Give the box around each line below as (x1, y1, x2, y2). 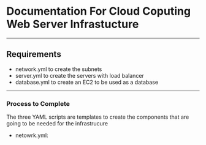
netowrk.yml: (15, 132, 49, 139)
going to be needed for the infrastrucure (6, 120, 109, 127)
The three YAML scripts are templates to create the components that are (6, 113, 189, 121)
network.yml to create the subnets (15, 65, 102, 73)
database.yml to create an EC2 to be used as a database (15, 78, 158, 86)
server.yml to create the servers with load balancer (15, 72, 144, 79)
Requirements (6, 49, 61, 59)
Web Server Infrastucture (6, 17, 139, 31)
